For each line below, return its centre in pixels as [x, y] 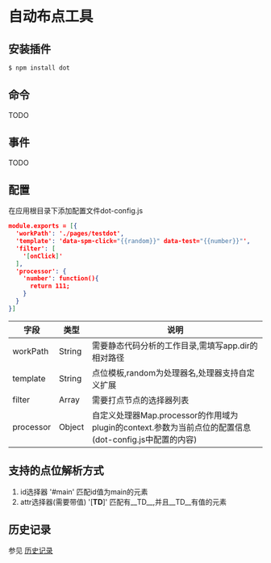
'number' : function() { [61, 279]
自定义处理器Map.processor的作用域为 [165, 415]
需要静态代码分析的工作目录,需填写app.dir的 [175, 346]
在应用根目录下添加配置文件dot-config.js [76, 211]
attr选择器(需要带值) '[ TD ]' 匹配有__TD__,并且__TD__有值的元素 [123, 502]
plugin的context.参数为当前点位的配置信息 [171, 427]
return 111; [50, 286]
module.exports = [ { [43, 226]
